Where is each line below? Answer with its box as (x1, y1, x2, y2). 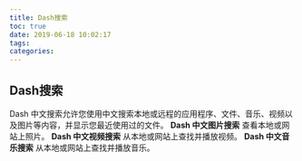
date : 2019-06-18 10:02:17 (9, 30, 112, 39)
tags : (9, 38, 30, 48)
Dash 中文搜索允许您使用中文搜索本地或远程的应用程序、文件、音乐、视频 (9, 108, 286, 118)
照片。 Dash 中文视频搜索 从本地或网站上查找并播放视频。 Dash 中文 (24, 130, 283, 141)
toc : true (9, 22, 47, 31)
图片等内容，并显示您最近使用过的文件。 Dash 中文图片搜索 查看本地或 (16, 119, 282, 130)
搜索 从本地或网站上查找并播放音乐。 (16, 142, 155, 153)
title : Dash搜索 (9, 13, 68, 23)
